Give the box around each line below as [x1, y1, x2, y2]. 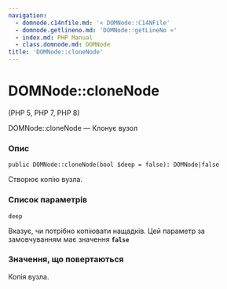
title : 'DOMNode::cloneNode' [8, 48, 104, 56]
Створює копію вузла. [8, 175, 82, 184]
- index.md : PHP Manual [15, 33, 93, 42]
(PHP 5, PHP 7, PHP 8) [8, 108, 80, 117]
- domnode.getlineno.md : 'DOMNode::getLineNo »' [15, 26, 178, 34]
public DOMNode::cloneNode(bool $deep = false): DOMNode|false [8, 161, 220, 169]
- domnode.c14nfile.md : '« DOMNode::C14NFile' [15, 19, 170, 27]
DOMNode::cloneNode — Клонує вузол [8, 123, 138, 132]
